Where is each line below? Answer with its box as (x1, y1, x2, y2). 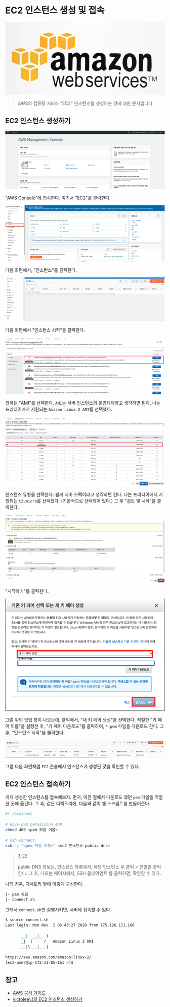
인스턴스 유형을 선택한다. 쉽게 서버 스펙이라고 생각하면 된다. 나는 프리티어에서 (5, 491, 158, 497)
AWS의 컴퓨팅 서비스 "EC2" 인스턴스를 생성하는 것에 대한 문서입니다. (17, 100, 154, 106)
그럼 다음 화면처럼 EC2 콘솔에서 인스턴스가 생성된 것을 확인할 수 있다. (5, 764, 140, 770)
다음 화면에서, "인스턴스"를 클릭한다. (5, 267, 77, 273)
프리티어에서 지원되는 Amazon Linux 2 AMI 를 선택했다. (5, 406, 112, 412)
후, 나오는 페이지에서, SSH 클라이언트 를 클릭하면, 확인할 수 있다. (33, 870, 161, 876)
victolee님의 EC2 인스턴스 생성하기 (12, 996, 82, 1002)
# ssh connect (5, 838, 35, 843)
